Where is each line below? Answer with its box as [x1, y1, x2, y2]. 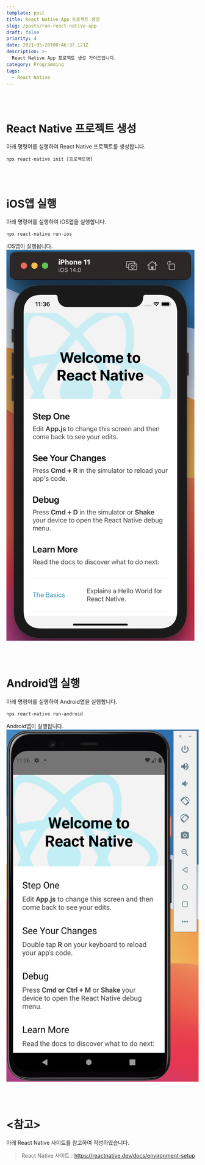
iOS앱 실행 [6, 197, 57, 211]
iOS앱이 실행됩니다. [6, 243, 53, 250]
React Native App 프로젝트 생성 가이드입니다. [12, 55, 117, 61]
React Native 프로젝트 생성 [6, 122, 137, 136]
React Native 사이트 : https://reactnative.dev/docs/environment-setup [21, 1152, 195, 1159]
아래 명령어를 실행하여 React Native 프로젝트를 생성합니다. [6, 143, 146, 150]
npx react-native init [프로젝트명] [6, 156, 93, 163]
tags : [6, 68, 20, 74]
